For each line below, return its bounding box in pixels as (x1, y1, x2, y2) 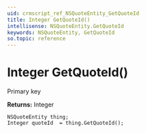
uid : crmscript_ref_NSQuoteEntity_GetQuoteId (7, 10, 139, 17)
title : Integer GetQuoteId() (7, 16, 90, 23)
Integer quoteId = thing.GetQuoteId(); (7, 120, 125, 127)
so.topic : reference (7, 35, 66, 42)
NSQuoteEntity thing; (7, 114, 69, 121)
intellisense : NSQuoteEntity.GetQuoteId (7, 23, 125, 29)
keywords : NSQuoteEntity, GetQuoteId (7, 29, 115, 36)
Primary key (7, 87, 41, 95)
